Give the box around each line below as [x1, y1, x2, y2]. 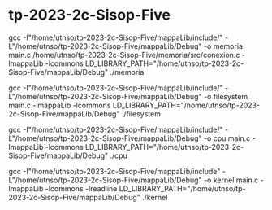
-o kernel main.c [203, 175, 259, 185]
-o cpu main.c [203, 133, 251, 143]
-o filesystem [203, 91, 248, 101]
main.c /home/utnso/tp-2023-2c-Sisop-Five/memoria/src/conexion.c [8, 50, 240, 59]
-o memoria [203, 41, 244, 50]
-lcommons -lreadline [45, 183, 118, 193]
